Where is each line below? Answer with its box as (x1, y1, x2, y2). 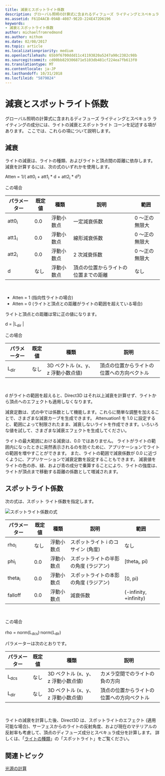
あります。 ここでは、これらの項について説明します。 (5, 128, 113, 134)
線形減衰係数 (73, 235, 103, 242)
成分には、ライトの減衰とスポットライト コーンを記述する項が (30, 121, 157, 128)
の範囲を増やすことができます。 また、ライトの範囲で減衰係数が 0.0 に (5, 450, 148, 456)
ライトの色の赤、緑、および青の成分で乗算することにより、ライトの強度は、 (5, 463, 160, 469)
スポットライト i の (70, 538, 114, 545)
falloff (7, 591, 21, 598)
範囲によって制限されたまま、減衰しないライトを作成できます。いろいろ (13, 421, 159, 427)
